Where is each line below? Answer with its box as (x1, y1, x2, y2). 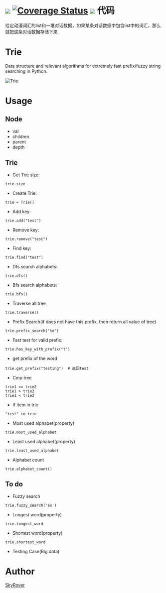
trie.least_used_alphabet (5, 448, 59, 453)
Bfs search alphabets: (12, 282, 57, 288)
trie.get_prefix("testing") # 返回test (5, 366, 89, 371)
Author (5, 566, 35, 577)
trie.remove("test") (5, 237, 48, 241)
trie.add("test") (5, 218, 41, 223)
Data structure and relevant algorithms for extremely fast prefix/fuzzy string (5, 63, 161, 69)
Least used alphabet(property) (12, 438, 76, 444)
